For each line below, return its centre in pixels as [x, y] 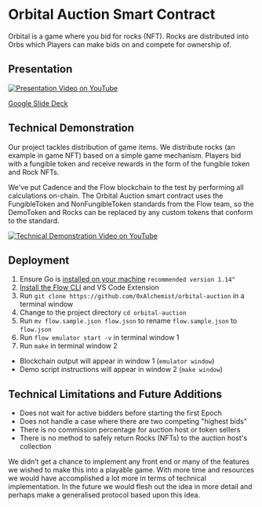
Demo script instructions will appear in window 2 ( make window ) [121, 370]
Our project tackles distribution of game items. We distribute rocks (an [122, 147]
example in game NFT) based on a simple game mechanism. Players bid [125, 155]
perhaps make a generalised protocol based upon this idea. [104, 495]
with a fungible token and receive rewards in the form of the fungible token [129, 163]
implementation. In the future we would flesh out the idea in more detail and [130, 487]
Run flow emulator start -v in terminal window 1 [99, 337]
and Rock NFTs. [34, 172]
